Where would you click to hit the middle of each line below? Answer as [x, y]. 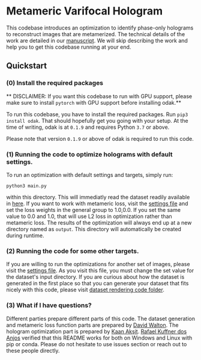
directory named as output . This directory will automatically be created [94, 229]
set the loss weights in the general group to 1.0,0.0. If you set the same [94, 209]
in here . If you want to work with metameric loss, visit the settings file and [97, 203]
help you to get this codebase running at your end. [69, 47]
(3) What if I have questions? [49, 305]
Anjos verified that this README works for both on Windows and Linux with [99, 338]
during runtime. [25, 235]
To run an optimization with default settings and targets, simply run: [90, 175]
